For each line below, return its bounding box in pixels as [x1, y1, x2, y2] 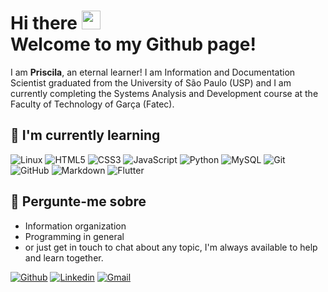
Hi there [10, 12, 78, 35]
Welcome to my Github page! [10, 33, 257, 56]
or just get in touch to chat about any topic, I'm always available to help [24, 241, 318, 253]
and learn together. [24, 251, 104, 264]
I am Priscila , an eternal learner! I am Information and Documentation [10, 66, 296, 78]
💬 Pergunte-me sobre [10, 193, 147, 210]
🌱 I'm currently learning [10, 127, 161, 144]
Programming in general [24, 230, 125, 242]
